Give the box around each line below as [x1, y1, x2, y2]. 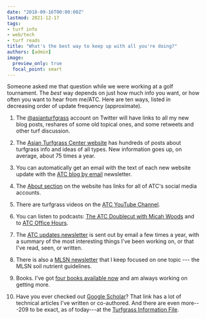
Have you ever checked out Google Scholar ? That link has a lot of [15, 293, 181, 301]
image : [7, 55, 24, 61]
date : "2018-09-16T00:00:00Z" [7, 9, 85, 15]
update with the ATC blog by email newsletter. [15, 171, 132, 178]
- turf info [7, 26, 37, 33]
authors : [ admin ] [7, 49, 51, 55]
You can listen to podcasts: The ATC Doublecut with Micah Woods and [15, 213, 195, 220]
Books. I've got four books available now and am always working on [15, 274, 188, 282]
